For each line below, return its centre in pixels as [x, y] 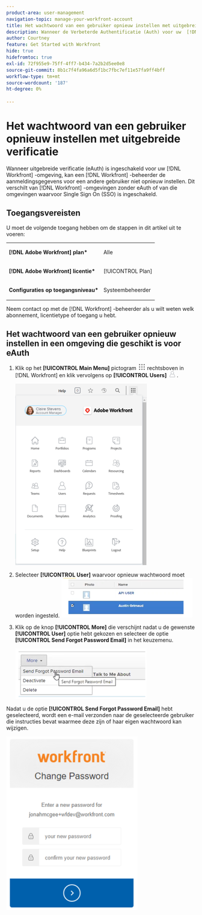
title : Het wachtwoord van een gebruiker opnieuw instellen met [88, 25]
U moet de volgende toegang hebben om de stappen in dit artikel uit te [94, 228]
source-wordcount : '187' [37, 83]
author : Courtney [28, 38]
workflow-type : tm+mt [33, 76]
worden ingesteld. [37, 616]
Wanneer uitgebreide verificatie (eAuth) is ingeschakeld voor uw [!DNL [94, 168]
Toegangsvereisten [44, 213]
